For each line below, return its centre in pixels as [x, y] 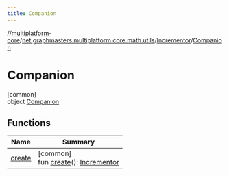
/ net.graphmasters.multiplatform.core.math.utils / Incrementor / [106, 40]
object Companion [33, 101]
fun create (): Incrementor [79, 162]
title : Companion [32, 13]
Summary [79, 142]
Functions [29, 123]
